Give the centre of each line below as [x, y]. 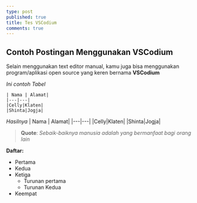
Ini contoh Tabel [26, 84]
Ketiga [23, 175]
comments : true [25, 28]
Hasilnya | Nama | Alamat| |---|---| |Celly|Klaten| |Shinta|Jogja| [84, 121]
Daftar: [15, 151]
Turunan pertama [45, 181]
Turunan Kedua [42, 188]
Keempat [26, 194]
